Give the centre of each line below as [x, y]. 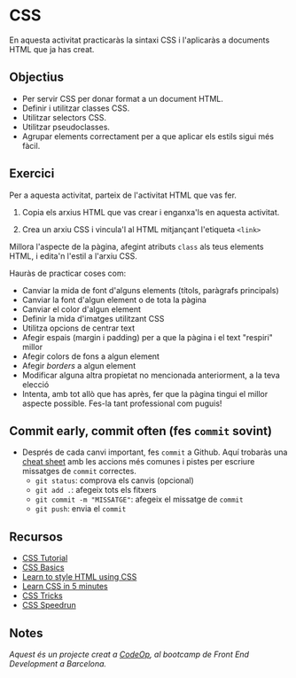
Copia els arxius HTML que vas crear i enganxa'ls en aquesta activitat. [151, 212]
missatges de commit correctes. [79, 471]
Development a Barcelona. [58, 664]
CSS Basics [43, 567]
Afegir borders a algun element [78, 365]
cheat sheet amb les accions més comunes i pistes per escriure [138, 462]
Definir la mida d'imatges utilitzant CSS [93, 318]
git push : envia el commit [81, 509]
